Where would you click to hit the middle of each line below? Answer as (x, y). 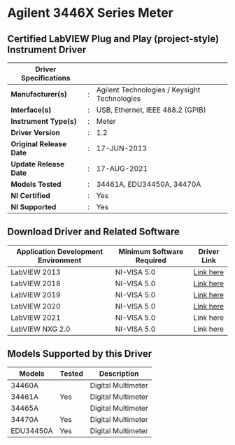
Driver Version (36, 133)
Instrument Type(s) (44, 121)
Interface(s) (31, 110)
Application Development (60, 251)
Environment (59, 260)
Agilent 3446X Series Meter (90, 13)
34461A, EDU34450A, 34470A (149, 184)
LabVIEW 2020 (36, 306)
